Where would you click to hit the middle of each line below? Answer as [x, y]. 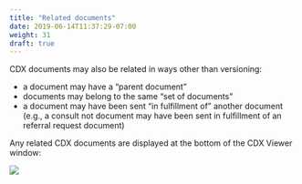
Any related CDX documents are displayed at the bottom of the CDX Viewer [151, 143]
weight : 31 [30, 35]
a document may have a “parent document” [104, 87]
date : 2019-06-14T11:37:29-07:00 [73, 26]
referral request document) [73, 126]
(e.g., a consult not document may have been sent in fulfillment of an [152, 116]
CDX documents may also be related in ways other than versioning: [136, 69]
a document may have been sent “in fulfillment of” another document [152, 107]
